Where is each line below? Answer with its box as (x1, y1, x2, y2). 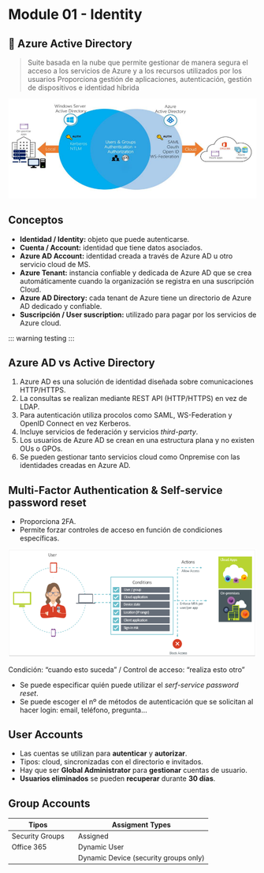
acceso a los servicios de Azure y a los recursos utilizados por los (27, 66, 243, 76)
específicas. (19, 533, 60, 543)
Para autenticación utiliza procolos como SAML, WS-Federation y (19, 410, 232, 420)
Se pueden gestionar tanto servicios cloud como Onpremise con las (19, 452, 240, 462)
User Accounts (8, 727, 84, 741)
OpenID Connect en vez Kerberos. (19, 419, 132, 429)
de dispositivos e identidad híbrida (27, 83, 139, 92)
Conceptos (8, 214, 64, 227)
